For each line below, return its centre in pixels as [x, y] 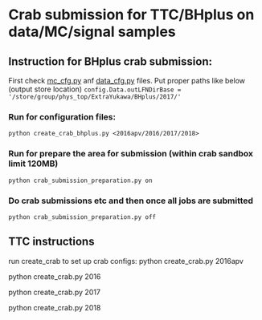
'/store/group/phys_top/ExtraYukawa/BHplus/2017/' [95, 97]
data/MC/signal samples [92, 32]
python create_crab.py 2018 [55, 307]
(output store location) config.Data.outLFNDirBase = [95, 89]
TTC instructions [51, 242]
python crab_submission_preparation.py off [82, 217]
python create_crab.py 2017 [54, 292]
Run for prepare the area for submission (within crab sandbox [131, 154]
